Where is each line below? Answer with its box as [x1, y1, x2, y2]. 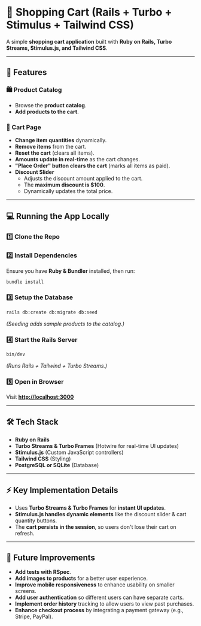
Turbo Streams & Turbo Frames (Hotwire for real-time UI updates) [14, 442, 179, 449]
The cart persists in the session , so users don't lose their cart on [14, 523, 176, 530]
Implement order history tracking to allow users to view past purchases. [14, 600, 194, 607]
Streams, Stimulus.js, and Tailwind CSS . [6, 44, 108, 52]
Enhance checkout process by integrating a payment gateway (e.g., [14, 607, 184, 614]
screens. [14, 588, 37, 595]
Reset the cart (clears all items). [14, 149, 95, 156]
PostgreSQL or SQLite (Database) [14, 461, 99, 468]
